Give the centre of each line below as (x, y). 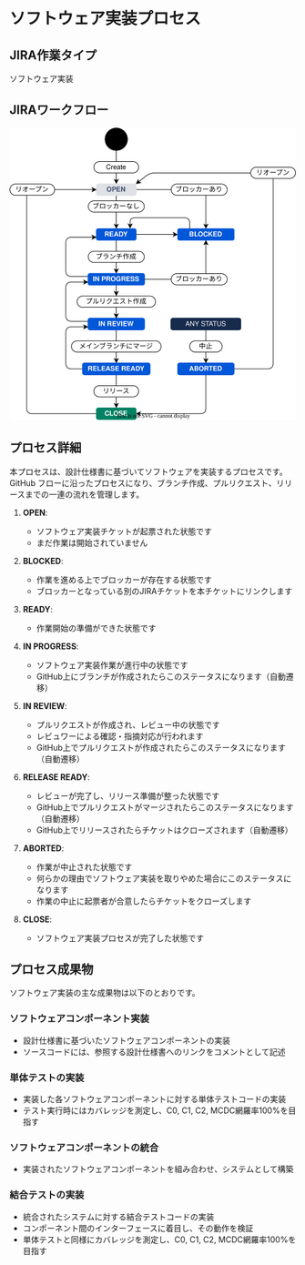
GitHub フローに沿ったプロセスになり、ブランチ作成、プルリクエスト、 (143, 482)
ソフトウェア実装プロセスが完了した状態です (120, 937)
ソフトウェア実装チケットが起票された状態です (124, 531)
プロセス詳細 (46, 448)
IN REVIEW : (45, 705)
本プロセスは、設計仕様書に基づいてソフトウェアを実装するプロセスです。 (149, 471)
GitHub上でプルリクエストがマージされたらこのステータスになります (165, 807)
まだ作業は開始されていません (92, 542)
